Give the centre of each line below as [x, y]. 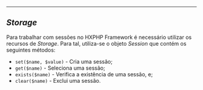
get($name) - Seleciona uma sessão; [60, 68]
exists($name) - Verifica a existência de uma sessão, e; [84, 74]
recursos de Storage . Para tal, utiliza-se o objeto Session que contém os [96, 43]
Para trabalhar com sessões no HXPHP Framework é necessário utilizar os [99, 37]
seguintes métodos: [31, 50]
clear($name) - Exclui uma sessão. [58, 80]
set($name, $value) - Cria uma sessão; [64, 61]
